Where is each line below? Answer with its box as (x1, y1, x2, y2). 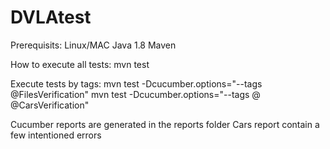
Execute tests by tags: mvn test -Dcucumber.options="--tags (10, 77, 263, 90)
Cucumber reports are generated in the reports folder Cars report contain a (10, 118, 320, 130)
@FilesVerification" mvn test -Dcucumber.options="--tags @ (10, 88, 261, 100)
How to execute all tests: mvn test (10, 58, 150, 70)
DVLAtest (10, 6, 92, 29)
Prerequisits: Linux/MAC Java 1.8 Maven (10, 39, 177, 51)
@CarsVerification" (10, 99, 90, 111)
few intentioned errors (10, 129, 102, 141)
